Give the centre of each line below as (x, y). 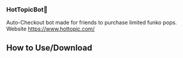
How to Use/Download (49, 48)
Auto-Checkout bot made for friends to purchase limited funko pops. (91, 23)
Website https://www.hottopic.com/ (50, 29)
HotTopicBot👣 (27, 10)
